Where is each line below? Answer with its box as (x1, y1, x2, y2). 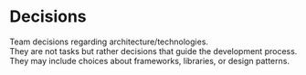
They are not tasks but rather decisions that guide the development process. (9, 45, 298, 56)
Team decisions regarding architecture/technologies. (9, 36, 208, 47)
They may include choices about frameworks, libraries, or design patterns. (9, 55, 290, 66)
